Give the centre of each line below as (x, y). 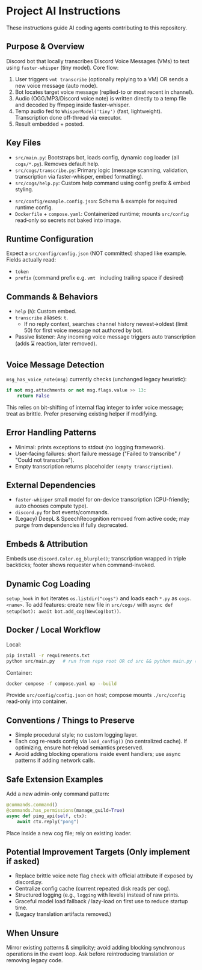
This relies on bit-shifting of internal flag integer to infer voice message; (95, 407)
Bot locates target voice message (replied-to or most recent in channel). (104, 92)
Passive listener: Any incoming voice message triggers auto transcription (105, 337)
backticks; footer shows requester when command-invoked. (81, 565)
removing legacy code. (35, 960)
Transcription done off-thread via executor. (68, 117)
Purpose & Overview (45, 47)
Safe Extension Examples (55, 779)
